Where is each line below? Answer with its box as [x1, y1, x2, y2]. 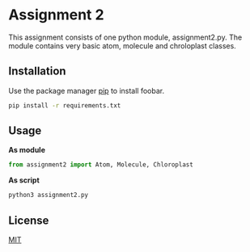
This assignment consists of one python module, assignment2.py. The [8, 32, 243, 42]
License [8, 213, 49, 227]
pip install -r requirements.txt [8, 101, 121, 110]
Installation [8, 65, 66, 78]
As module [8, 145, 46, 155]
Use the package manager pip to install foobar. [8, 86, 164, 95]
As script [8, 175, 40, 185]
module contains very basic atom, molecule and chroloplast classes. [8, 40, 236, 50]
